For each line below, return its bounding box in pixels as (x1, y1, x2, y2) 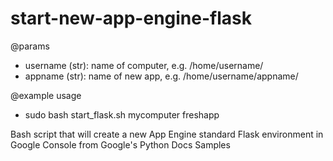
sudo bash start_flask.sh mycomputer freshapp (24, 108, 220, 121)
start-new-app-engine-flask (10, 7, 252, 30)
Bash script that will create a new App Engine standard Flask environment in (10, 128, 324, 140)
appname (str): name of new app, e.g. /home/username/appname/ (24, 70, 299, 82)
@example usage (10, 89, 82, 101)
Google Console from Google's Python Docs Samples (10, 138, 231, 151)
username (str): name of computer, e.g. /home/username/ (24, 59, 264, 71)
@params (10, 40, 50, 52)
